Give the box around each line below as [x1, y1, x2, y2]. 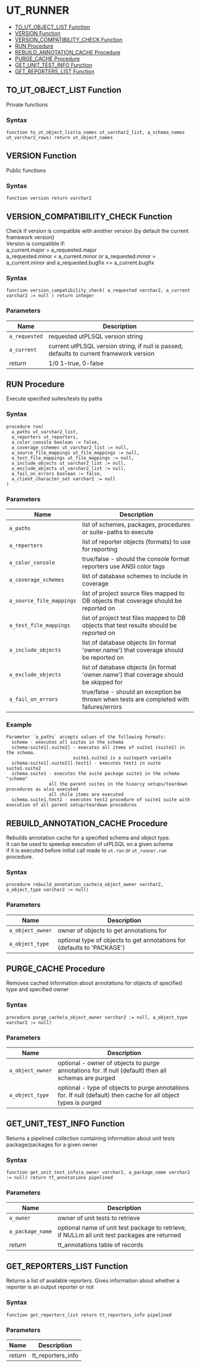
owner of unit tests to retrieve [57, 1214, 140, 1222]
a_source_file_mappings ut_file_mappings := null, [11, 449, 140, 456]
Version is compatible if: [6, 240, 65, 247]
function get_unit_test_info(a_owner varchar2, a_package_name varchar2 [6, 1169, 190, 1176]
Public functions [6, 167, 46, 174]
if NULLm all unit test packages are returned [57, 1231, 182, 1240]
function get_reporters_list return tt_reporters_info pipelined [6, 1312, 171, 1318]
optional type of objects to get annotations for [57, 936, 186, 944]
